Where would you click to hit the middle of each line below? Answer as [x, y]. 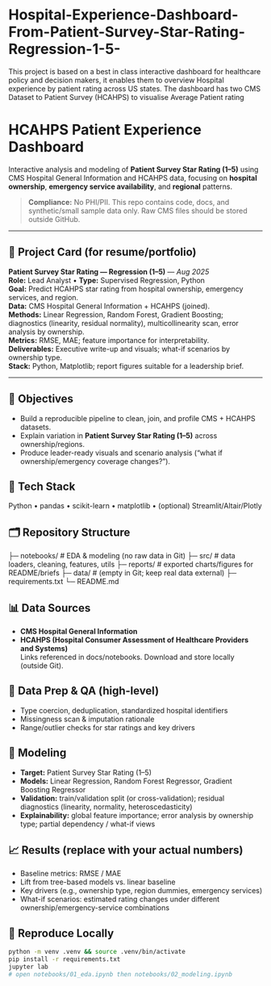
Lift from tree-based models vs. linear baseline [98, 882]
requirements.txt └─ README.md [64, 582]
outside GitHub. [54, 219]
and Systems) [44, 648]
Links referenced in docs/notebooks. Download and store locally [127, 657]
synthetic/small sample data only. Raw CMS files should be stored [138, 211]
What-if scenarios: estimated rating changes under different [120, 899]
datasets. [35, 427]
